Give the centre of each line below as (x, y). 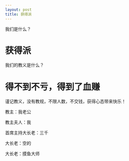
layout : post (18, 10)
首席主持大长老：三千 (27, 133)
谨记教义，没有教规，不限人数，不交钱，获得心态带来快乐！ (65, 101)
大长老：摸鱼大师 (22, 154)
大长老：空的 (18, 143)
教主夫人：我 (18, 122)
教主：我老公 (18, 112)
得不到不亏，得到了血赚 (53, 87)
